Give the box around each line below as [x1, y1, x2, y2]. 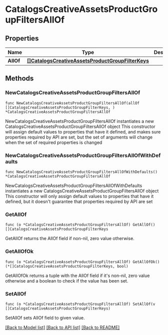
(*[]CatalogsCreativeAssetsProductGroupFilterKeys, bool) [5, 263, 128, 268]
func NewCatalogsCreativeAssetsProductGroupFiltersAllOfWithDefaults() [5, 169, 157, 174]
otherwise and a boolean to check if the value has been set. [5, 277, 128, 283]
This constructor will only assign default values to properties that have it [5, 193, 154, 199]
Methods [5, 74, 34, 83]
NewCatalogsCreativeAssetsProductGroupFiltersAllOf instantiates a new [5, 118, 154, 124]
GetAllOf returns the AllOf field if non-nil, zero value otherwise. [5, 235, 135, 241]
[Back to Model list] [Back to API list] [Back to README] [5, 324, 120, 330]
